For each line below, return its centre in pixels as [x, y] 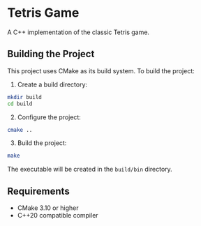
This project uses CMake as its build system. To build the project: [101, 70]
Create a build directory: [52, 84]
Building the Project [51, 54]
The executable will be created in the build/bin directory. [90, 169]
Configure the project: [49, 117]
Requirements [38, 191]
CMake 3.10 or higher [48, 208]
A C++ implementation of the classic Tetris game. [79, 32]
